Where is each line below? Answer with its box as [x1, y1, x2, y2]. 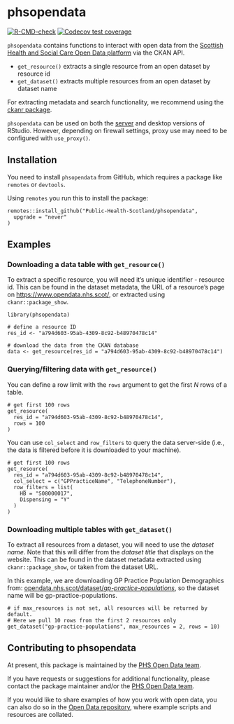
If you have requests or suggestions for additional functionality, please [7, 674, 210, 683]
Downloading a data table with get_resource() [7, 260, 166, 270]
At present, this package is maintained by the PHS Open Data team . [7, 660, 202, 669]
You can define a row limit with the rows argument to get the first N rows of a [7, 380, 228, 389]
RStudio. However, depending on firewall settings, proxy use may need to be [7, 126, 228, 135]
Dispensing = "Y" [20, 496, 71, 503]
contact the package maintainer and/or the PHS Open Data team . [7, 681, 195, 690]
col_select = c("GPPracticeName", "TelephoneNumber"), [13, 477, 177, 484]
